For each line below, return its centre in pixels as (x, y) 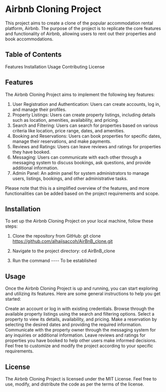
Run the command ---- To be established (54, 261)
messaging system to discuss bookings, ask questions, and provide (82, 162)
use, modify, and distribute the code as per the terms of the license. (75, 384)
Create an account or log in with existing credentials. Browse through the (80, 309)
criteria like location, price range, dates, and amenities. (69, 130)
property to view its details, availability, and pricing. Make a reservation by (81, 319)
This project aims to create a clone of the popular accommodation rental (79, 23)
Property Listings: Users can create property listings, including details (84, 115)
